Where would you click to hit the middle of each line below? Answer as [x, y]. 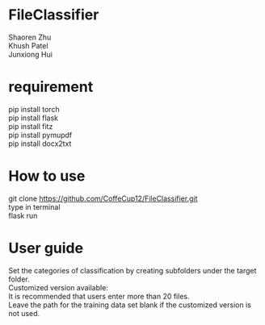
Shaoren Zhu [30, 37]
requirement [51, 87]
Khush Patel [28, 45]
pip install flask [34, 118]
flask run [23, 215]
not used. [24, 313]
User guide [46, 248]
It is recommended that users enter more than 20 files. [99, 296]
